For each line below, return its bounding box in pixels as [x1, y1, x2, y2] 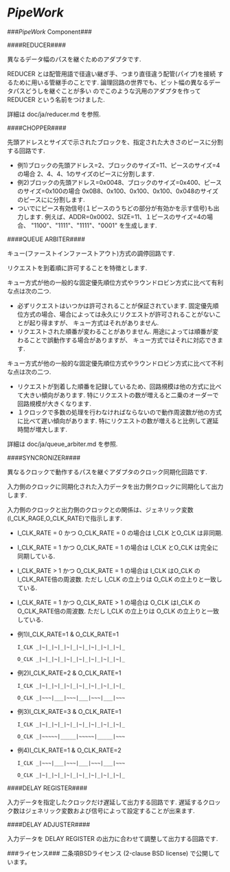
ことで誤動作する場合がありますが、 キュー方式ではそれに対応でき [29, 335, 218, 344]
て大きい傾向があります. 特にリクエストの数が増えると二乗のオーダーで [16, 390, 219, 399]
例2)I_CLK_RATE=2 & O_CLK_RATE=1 [16, 669, 122, 677]
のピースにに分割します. [16, 195, 86, 203]
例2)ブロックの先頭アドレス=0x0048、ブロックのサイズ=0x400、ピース [16, 178, 222, 186]
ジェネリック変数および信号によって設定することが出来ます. [25, 806, 195, 815]
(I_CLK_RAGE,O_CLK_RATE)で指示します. [7, 514, 123, 522]
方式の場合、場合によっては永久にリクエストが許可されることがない [23, 310, 216, 318]
